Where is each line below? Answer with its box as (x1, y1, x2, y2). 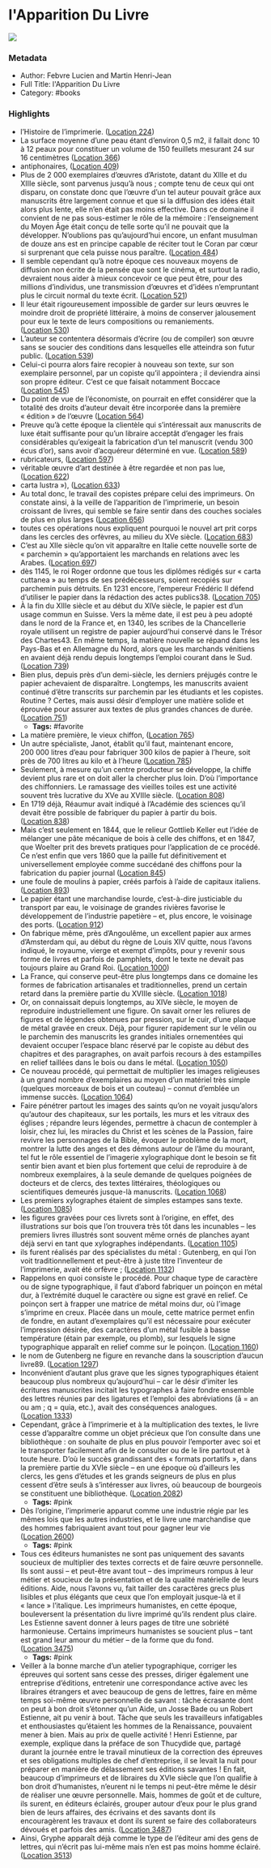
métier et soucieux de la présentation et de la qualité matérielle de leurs (19, 1574, 259, 1584)
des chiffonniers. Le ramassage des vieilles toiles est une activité (19, 781, 237, 792)
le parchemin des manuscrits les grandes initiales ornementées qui (19, 1032, 243, 1041)
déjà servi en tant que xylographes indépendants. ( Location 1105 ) (19, 1239, 239, 1248)
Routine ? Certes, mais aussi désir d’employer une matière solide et (19, 695, 244, 705)
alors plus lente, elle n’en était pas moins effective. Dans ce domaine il (19, 204, 255, 214)
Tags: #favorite (32, 721, 84, 731)
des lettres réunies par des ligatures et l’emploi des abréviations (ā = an (19, 1393, 259, 1403)
